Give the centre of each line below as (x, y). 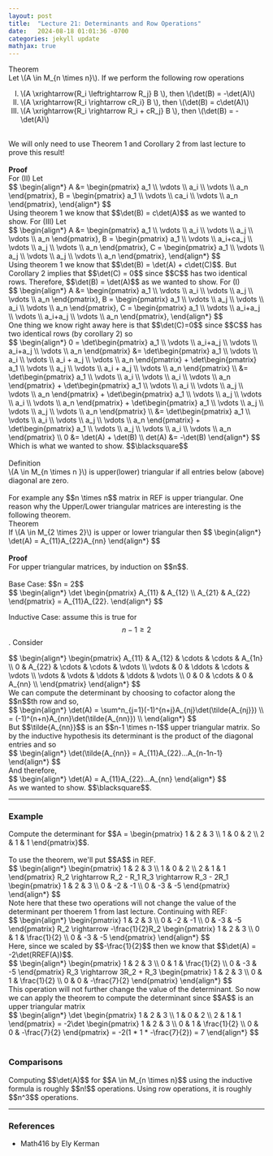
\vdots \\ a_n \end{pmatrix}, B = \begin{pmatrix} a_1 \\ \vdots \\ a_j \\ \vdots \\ (136, 299)
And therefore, (33, 771)
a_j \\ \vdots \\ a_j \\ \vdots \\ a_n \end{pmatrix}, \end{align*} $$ (115, 256)
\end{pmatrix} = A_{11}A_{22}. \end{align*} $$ (86, 601)
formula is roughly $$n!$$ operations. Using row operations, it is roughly (130, 1089)
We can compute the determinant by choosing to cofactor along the (122, 693)
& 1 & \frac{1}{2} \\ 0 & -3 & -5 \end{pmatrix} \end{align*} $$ (109, 937)
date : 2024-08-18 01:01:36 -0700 (69, 31)
